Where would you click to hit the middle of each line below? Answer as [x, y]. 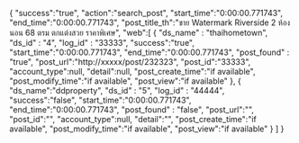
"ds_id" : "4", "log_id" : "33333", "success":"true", [102, 43]
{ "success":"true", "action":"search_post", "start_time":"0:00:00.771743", [146, 13]
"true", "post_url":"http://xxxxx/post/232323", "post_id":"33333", [130, 62]
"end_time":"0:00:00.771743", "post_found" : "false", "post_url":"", [132, 110]
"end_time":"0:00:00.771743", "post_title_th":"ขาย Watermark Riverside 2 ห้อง [150, 22]
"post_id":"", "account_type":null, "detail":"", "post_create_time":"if [133, 119]
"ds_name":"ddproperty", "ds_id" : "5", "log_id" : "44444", [117, 90]
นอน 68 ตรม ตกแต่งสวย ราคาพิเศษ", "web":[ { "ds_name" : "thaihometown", [139, 32]
